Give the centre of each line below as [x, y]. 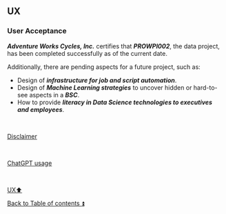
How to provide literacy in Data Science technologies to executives [114, 102]
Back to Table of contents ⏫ [46, 203]
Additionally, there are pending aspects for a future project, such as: [104, 67]
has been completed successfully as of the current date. [87, 53]
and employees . [41, 109]
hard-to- [206, 87]
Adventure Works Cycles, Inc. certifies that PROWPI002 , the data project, [114, 46]
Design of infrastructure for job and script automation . [97, 80]
